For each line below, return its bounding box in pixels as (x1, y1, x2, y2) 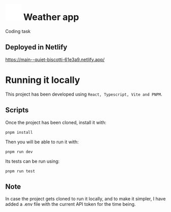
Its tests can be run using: (5, 158, 60, 164)
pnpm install (5, 130, 33, 135)
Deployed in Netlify (5, 43, 68, 52)
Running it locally (5, 74, 80, 85)
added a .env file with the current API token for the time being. (5, 201, 136, 207)
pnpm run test (5, 168, 36, 174)
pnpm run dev (5, 149, 33, 154)
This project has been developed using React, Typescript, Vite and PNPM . (5, 91, 162, 97)
